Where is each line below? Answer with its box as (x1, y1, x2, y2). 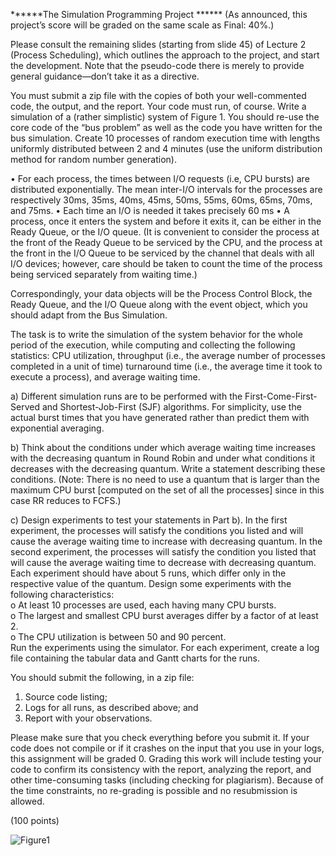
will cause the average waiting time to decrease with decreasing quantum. (10, 557, 317, 568)
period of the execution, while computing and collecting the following (10, 339, 296, 351)
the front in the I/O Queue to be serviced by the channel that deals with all (10, 247, 315, 259)
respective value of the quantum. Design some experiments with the (10, 578, 292, 589)
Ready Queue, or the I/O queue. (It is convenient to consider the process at (10, 226, 320, 238)
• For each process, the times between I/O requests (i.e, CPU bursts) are (10, 173, 310, 184)
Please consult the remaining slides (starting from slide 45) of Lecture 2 (10, 39, 307, 50)
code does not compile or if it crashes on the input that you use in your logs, (10, 742, 325, 754)
